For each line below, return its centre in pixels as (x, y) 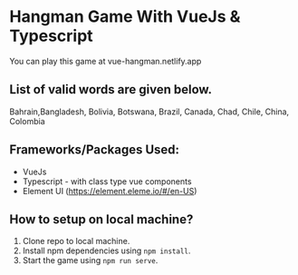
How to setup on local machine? (101, 219)
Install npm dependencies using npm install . (106, 250)
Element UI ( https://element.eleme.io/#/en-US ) (110, 191)
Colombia (27, 121)
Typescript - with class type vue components (107, 181)
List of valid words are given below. (111, 89)
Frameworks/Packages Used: (94, 150)
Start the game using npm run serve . (90, 260)
